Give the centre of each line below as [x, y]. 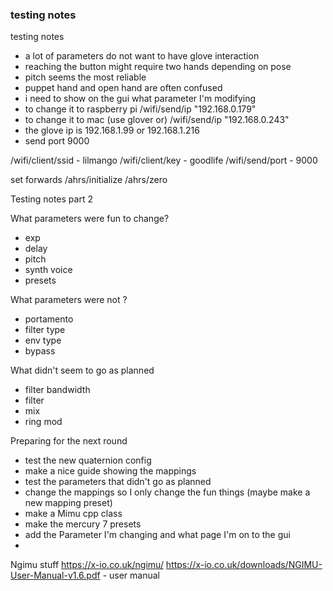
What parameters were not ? [69, 300]
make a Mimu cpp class [73, 514]
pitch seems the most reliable [85, 77]
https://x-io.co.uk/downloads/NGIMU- [244, 565]
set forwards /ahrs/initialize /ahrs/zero [89, 180]
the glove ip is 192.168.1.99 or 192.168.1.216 [112, 130]
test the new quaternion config [88, 460]
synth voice [48, 270]
